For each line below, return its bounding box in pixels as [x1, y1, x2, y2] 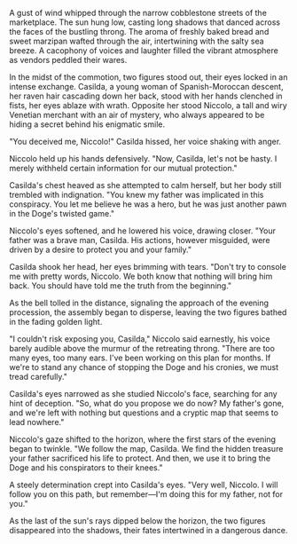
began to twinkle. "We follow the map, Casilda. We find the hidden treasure [9, 444, 284, 453]
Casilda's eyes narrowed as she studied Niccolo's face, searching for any [9, 389, 277, 398]
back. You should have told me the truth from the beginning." [9, 280, 232, 291]
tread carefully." [9, 372, 68, 382]
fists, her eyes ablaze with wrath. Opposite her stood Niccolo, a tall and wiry [9, 100, 288, 110]
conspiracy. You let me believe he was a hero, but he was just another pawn [9, 199, 287, 209]
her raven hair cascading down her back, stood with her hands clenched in [9, 91, 283, 101]
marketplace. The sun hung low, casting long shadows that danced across [9, 17, 281, 28]
